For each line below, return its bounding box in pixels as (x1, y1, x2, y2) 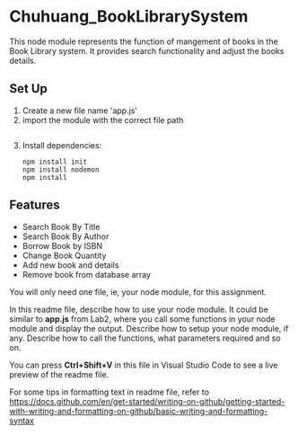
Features (9, 198, 60, 213)
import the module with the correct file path (22, 114, 184, 125)
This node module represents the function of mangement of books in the (9, 36, 278, 47)
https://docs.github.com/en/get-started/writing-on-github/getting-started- (9, 395, 285, 406)
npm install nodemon (22, 164, 100, 174)
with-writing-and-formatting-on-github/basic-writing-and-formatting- (9, 405, 268, 416)
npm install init (22, 157, 88, 166)
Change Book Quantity (22, 250, 107, 261)
